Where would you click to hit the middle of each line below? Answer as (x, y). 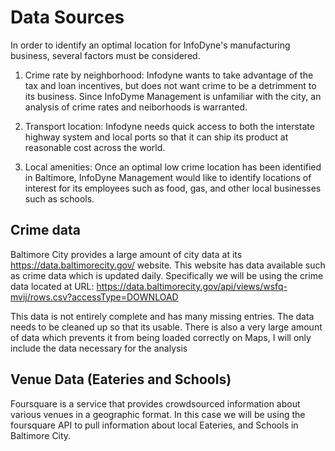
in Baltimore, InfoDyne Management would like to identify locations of (168, 177)
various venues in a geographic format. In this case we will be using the (158, 414)
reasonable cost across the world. (95, 147)
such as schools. (59, 198)
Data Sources (67, 17)
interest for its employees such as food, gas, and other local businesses (173, 188)
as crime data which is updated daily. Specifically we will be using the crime (167, 275)
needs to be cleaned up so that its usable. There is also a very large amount (166, 327)
